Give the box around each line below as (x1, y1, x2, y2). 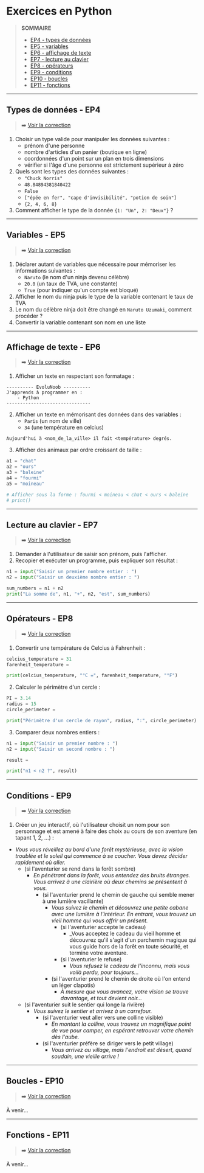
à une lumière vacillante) (42, 897, 104, 905)
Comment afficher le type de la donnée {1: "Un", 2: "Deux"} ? (15, 206, 174, 214)
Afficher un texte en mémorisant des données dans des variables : (15, 411, 182, 418)
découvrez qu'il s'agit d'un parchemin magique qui (69, 936, 197, 944)
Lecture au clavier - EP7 (6, 520, 98, 530)
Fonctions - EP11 (6, 1130, 70, 1140)
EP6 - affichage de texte (30, 49, 92, 56)
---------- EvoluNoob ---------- (6, 385, 91, 391)
